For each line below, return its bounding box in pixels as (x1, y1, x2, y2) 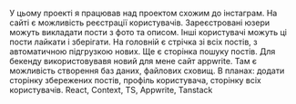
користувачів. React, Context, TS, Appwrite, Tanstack (9, 85, 213, 95)
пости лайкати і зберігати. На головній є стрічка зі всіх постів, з (9, 36, 258, 47)
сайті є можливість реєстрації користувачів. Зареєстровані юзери (9, 17, 270, 28)
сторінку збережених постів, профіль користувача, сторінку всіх (9, 75, 261, 85)
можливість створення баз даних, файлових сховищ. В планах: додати (9, 65, 285, 76)
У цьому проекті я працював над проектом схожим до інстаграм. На (9, 8, 278, 18)
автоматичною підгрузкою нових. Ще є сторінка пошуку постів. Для (9, 46, 276, 57)
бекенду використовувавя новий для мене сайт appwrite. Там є (9, 56, 258, 66)
